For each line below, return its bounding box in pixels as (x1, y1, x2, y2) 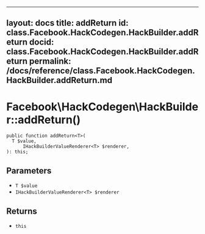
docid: (29, 37, 54, 48)
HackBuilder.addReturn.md (6, 75, 113, 86)
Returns (6, 206, 38, 216)
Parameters (6, 166, 52, 176)
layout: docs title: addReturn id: (6, 18, 129, 28)
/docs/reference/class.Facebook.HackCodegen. (6, 65, 195, 76)
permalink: (29, 56, 71, 67)
